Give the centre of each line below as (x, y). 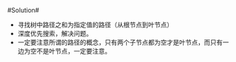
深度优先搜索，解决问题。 (55, 33)
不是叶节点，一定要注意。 (74, 51)
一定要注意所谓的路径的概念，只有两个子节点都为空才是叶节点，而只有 (120, 42)
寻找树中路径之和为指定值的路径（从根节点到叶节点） (95, 25)
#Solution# (23, 10)
